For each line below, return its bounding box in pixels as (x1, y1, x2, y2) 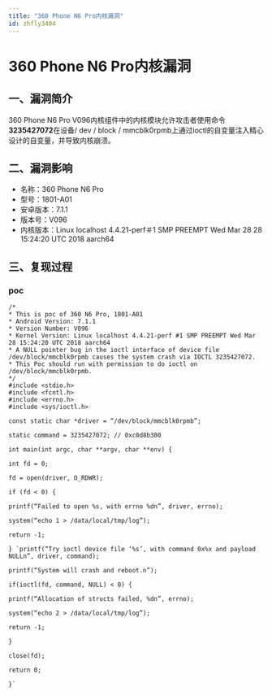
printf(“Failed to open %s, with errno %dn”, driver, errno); (8, 502, 223, 511)
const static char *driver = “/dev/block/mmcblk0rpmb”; (8, 417, 201, 425)
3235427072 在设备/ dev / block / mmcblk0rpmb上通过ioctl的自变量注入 (8, 125, 250, 135)
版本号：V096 (19, 215, 67, 224)
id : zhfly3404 (8, 20, 57, 28)
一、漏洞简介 (8, 92, 73, 106)
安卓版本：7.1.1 (19, 205, 69, 215)
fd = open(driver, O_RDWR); (8, 474, 104, 482)
